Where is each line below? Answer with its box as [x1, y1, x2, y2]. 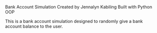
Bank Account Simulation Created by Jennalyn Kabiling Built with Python [5, 4, 153, 10]
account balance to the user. [5, 23, 63, 29]
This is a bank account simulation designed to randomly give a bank [5, 19, 143, 24]
